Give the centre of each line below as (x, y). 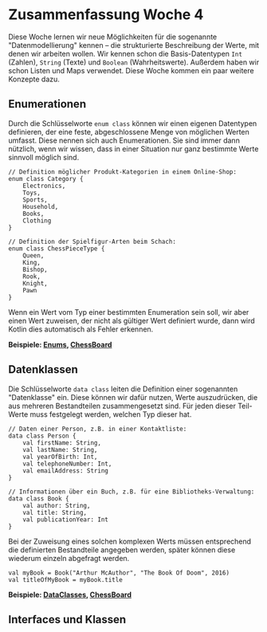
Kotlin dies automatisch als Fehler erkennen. (81, 329)
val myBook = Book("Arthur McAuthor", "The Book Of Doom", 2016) (119, 573)
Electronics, (44, 186)
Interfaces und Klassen (67, 619)
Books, (33, 214)
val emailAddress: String (66, 471)
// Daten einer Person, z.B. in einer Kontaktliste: (98, 429)
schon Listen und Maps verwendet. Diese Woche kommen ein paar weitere (131, 70)
